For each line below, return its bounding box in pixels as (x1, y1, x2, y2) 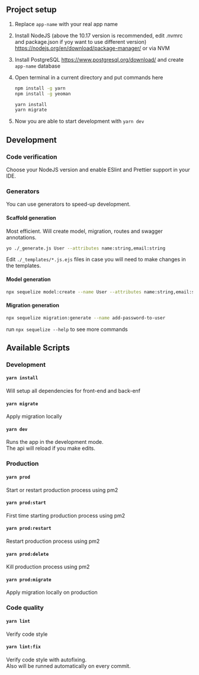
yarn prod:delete (6, 551, 49, 557)
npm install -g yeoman (14, 91, 71, 97)
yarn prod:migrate (6, 577, 52, 583)
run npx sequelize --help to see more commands (6, 325, 129, 332)
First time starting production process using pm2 (6, 512, 126, 519)
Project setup (6, 5, 57, 15)
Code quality (6, 604, 44, 612)
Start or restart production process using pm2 (6, 486, 118, 494)
